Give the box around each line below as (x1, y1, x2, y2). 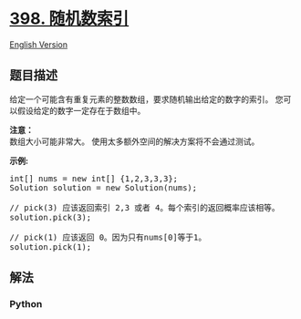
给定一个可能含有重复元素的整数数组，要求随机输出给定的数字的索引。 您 (9, 93, 284, 105)
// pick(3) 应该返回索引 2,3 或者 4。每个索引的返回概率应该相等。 (9, 202, 280, 212)
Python (9, 298, 43, 311)
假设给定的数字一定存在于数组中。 (16, 105, 146, 116)
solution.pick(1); (9, 242, 92, 252)
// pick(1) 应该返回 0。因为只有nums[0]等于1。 (9, 232, 207, 242)
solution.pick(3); (9, 211, 92, 222)
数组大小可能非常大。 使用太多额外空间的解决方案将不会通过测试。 (9, 136, 260, 147)
